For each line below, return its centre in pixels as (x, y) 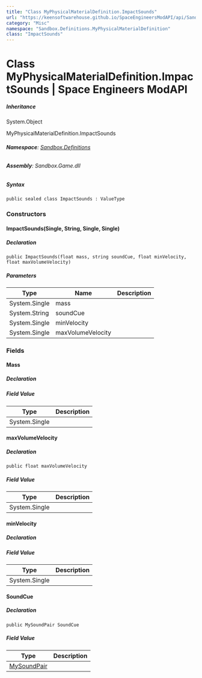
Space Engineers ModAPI (123, 89)
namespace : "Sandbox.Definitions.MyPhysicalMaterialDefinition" (88, 29)
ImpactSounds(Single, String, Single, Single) (63, 228)
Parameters (21, 275)
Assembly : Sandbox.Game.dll (44, 166)
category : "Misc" (28, 23)
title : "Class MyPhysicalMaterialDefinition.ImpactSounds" (82, 12)
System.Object (24, 122)
